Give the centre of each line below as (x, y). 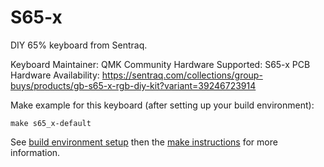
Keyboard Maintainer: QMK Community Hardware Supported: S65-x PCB (160, 64)
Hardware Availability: (55, 75)
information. (35, 152)
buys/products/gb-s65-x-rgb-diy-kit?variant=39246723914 (133, 85)
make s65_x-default (51, 123)
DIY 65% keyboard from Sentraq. (79, 45)
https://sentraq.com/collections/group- (182, 75)
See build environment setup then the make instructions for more (144, 142)
